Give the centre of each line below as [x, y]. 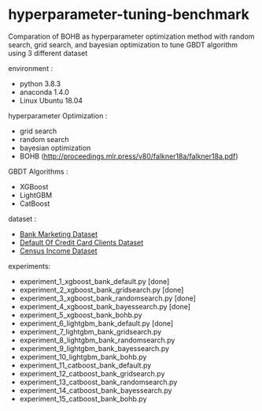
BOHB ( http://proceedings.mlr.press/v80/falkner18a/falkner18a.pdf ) [129, 156]
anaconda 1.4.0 [44, 92]
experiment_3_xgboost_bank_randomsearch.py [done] [108, 298]
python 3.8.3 [40, 84]
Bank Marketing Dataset [59, 234]
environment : [31, 68]
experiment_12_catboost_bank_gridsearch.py [92, 373]
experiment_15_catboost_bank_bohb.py [83, 398]
